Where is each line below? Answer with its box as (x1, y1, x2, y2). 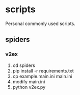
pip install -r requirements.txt (12, 67, 74, 74)
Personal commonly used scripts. (5, 20, 75, 27)
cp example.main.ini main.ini (12, 73, 72, 79)
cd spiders (12, 62, 36, 68)
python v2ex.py (12, 84, 46, 90)
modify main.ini (12, 78, 45, 85)
